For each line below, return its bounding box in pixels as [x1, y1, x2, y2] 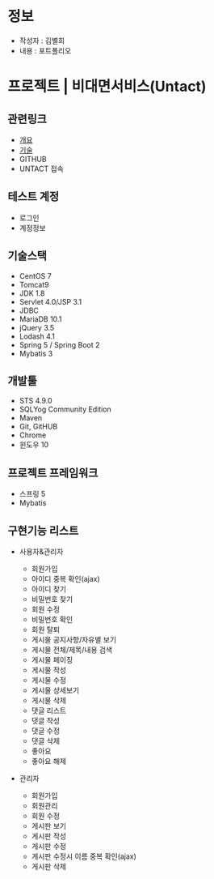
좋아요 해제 [31, 757, 66, 766]
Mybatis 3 [19, 348, 53, 358]
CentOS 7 [19, 271, 52, 280]
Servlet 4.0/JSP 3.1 [19, 297, 82, 306]
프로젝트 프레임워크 [7, 466, 99, 480]
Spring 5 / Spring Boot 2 [19, 339, 100, 349]
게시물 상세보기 [31, 685, 80, 695]
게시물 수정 [31, 676, 66, 685]
